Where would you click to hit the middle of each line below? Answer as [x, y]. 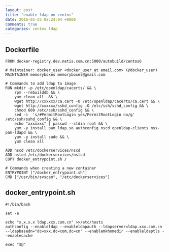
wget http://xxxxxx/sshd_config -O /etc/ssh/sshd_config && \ [81, 106]
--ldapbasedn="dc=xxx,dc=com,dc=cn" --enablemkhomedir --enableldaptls [82, 231]
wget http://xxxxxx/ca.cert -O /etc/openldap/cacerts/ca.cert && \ [87, 101]
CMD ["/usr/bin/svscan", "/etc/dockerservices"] [58, 177]
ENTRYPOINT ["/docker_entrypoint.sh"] [46, 173]
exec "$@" [16, 244]
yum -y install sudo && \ [42, 137]
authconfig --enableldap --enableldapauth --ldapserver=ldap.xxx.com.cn [84, 227]
